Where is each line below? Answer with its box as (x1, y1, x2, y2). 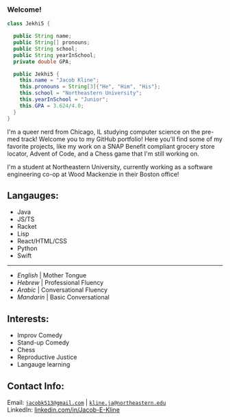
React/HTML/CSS (16, 237, 67, 245)
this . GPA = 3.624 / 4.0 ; (19, 102, 84, 109)
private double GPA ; (13, 58, 72, 65)
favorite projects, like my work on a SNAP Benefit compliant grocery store (7, 142, 216, 150)
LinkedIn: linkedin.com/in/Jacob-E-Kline (7, 406, 120, 414)
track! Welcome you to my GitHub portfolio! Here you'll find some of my (21, 135, 222, 143)
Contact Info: (7, 380, 65, 392)
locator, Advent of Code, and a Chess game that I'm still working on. (7, 149, 200, 158)
